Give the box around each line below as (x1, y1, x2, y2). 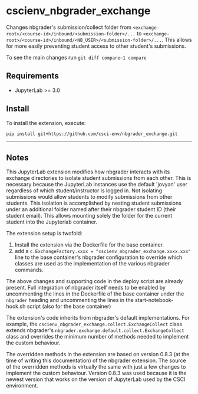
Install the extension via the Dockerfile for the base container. (14, 241, 164, 248)
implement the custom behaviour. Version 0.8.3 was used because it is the (6, 370, 187, 377)
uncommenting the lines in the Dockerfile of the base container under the (6, 290, 184, 297)
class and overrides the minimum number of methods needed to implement (6, 333, 189, 340)
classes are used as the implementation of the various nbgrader (14, 260, 170, 267)
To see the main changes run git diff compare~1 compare (6, 54, 147, 61)
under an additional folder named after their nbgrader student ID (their (6, 206, 177, 213)
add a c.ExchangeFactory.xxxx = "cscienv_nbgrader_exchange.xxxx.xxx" (14, 248, 192, 255)
